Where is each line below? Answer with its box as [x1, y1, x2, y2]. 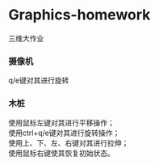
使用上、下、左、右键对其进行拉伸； [8, 137, 129, 147]
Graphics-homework [8, 6, 151, 24]
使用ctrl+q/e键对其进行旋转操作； [8, 128, 120, 137]
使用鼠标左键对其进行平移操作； [8, 117, 115, 127]
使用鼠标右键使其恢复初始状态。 [8, 148, 115, 158]
